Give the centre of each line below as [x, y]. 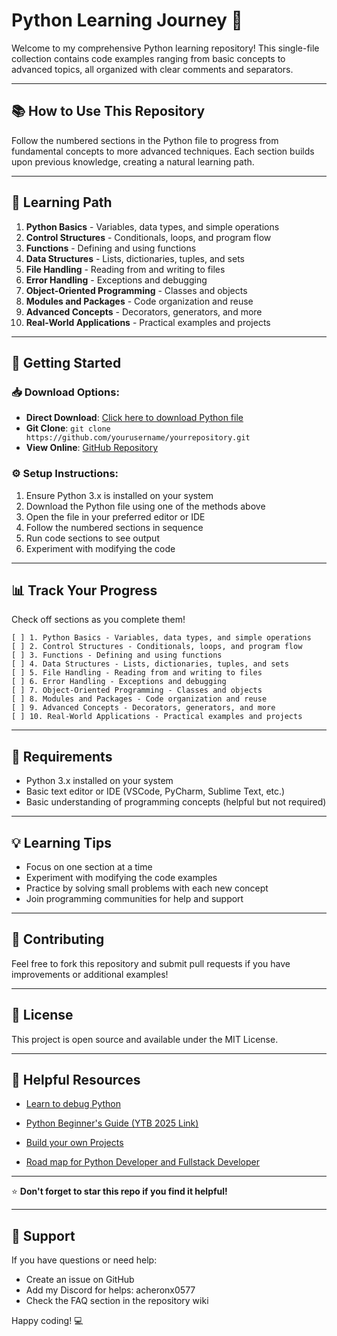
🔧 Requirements [62, 756]
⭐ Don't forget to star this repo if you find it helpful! [119, 1191]
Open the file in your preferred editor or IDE [115, 516]
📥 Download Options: [65, 392]
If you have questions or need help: [84, 1260]
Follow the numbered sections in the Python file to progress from [145, 140]
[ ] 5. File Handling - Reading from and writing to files [137, 673]
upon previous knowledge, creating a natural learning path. [133, 161]
